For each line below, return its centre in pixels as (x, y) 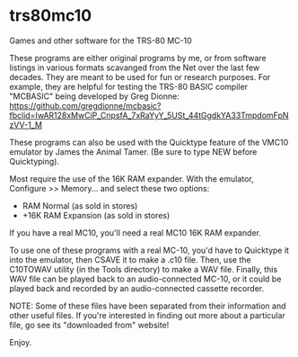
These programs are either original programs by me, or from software (138, 58)
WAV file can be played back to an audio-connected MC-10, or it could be (145, 279)
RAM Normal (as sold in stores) (80, 205)
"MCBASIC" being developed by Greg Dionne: (94, 96)
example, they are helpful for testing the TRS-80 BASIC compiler (129, 86)
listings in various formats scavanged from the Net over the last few (135, 67)
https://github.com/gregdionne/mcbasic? (85, 105)
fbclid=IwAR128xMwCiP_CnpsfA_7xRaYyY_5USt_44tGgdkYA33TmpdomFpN (149, 115)
